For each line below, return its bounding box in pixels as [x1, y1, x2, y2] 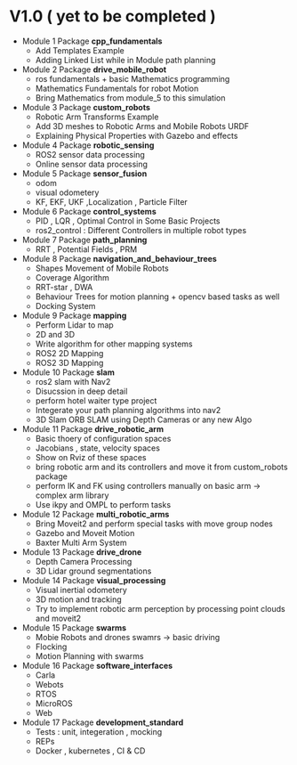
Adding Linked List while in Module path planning [35, 54, 216, 65]
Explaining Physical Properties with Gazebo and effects [35, 130, 238, 141]
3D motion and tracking [35, 594, 122, 605]
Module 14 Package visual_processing [21, 574, 166, 585]
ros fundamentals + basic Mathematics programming [35, 73, 230, 84]
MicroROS [35, 697, 73, 709]
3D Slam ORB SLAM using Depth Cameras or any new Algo [35, 414, 253, 425]
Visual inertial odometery [35, 584, 127, 595]
